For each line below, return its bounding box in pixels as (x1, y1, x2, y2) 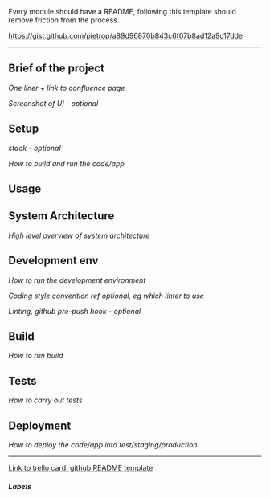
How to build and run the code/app (8, 158, 125, 168)
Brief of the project (8, 62, 104, 76)
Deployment (8, 418, 72, 432)
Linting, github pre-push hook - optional (8, 306, 141, 316)
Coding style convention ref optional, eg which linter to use (8, 291, 205, 300)
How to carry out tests (8, 395, 83, 405)
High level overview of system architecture (8, 231, 150, 240)
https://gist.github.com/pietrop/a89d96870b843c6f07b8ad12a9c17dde (8, 31, 243, 40)
